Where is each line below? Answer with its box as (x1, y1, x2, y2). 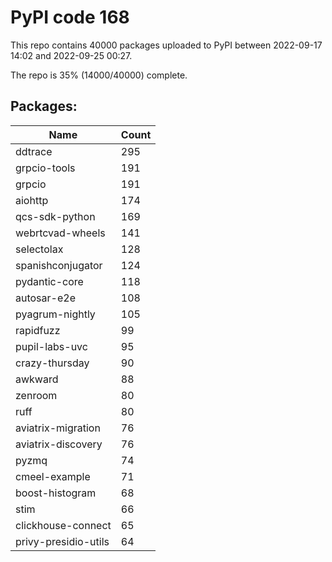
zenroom (15, 388, 58, 402)
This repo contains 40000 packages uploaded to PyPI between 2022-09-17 (10, 39, 323, 51)
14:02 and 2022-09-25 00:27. (10, 49, 133, 61)
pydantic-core (15, 274, 84, 288)
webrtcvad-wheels (15, 226, 106, 240)
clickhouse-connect (15, 518, 112, 532)
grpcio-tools (15, 161, 76, 175)
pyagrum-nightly (15, 307, 96, 321)
